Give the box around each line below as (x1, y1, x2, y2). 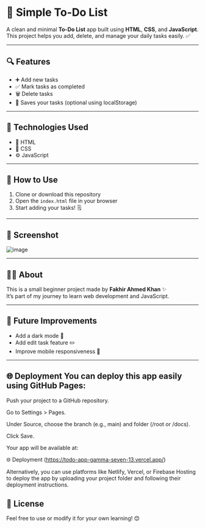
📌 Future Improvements (6, 316, 98, 326)
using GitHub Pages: (6, 380, 87, 391)
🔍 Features (6, 57, 51, 67)
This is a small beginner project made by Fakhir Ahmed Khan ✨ (6, 286, 167, 293)
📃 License (6, 499, 45, 509)
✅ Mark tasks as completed (15, 82, 85, 90)
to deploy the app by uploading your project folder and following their (6, 474, 181, 482)
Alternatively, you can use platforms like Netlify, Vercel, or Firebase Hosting (6, 468, 196, 475)
